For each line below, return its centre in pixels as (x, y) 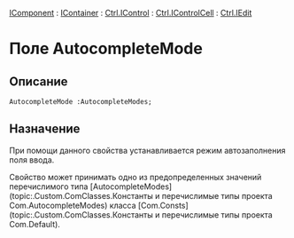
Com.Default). (35, 224)
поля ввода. (32, 160)
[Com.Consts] (163, 205)
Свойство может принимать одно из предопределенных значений (135, 177)
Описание (39, 81)
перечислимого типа (49, 186)
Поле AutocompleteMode (106, 49)
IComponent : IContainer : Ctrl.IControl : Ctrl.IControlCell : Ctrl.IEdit (131, 13)
